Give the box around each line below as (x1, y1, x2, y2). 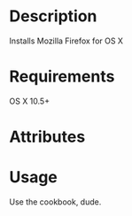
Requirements (9, 66, 115, 87)
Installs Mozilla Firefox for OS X (9, 35, 124, 46)
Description (9, 6, 97, 27)
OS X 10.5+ (9, 96, 50, 106)
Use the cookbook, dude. (9, 197, 102, 207)
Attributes (9, 127, 86, 147)
